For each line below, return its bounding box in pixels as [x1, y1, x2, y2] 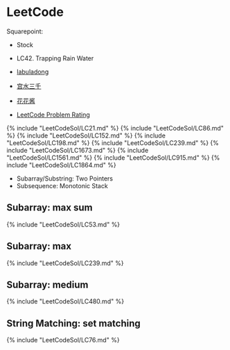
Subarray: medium [6, 278, 89, 290]
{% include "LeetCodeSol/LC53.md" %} [6, 220, 121, 228]
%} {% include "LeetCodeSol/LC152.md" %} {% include [6, 131, 166, 140]
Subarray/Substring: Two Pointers [16, 174, 114, 183]
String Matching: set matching [6, 317, 141, 329]
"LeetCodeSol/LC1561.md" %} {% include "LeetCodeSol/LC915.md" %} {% [6, 153, 220, 162]
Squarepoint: [6, 27, 44, 35]
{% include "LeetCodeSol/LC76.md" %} [6, 336, 120, 344]
